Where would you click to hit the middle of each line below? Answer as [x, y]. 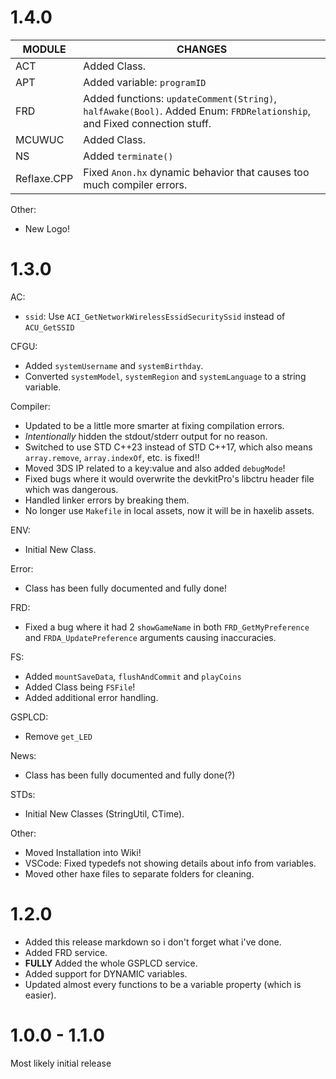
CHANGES [202, 49]
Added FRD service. [66, 952]
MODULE [44, 49]
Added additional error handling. [91, 697]
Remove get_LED [58, 736]
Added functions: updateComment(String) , [180, 98]
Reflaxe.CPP [44, 178]
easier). [40, 995]
